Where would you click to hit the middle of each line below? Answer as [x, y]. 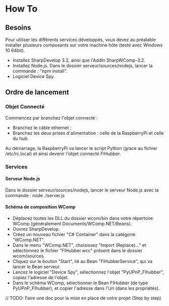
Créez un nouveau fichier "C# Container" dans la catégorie [74, 235]
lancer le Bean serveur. [37, 267]
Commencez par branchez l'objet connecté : [51, 118]
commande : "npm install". [40, 71]
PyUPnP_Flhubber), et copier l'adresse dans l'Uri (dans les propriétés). [86, 288]
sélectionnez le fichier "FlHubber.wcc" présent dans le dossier [77, 251]
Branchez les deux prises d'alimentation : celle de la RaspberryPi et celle [88, 133]
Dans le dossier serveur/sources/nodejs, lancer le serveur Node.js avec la [82, 190]
